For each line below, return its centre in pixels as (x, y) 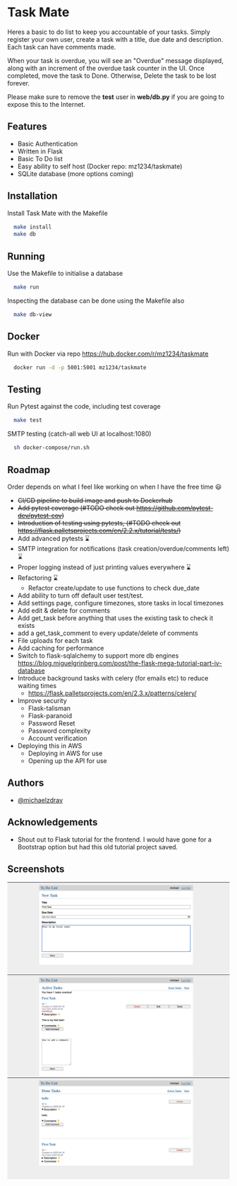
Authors (26, 783)
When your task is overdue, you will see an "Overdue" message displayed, (115, 60)
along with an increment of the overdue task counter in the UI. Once (106, 68)
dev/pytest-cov (39, 515)
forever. (19, 83)
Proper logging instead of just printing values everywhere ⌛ (104, 567)
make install (33, 227)
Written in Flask (40, 151)
